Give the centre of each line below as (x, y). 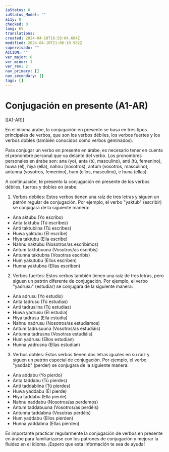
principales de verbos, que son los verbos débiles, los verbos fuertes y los (83, 135)
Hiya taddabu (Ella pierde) (40, 396)
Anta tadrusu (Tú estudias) (40, 302)
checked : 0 (17, 24)
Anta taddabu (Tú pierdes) (40, 380)
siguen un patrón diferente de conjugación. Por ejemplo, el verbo (80, 281)
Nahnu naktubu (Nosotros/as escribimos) (55, 244)
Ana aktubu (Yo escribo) (38, 217)
